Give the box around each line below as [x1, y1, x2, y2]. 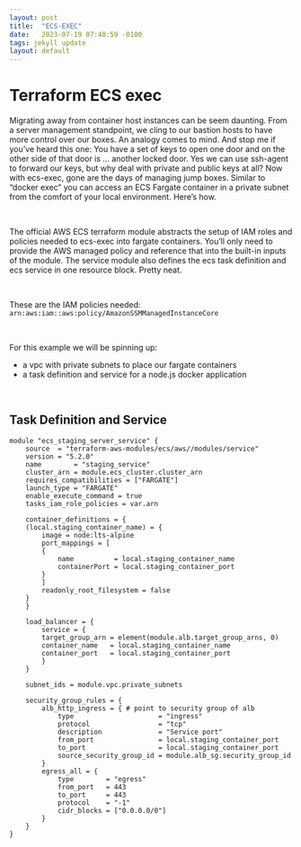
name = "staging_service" [25, 459, 151, 468]
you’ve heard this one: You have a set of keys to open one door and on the [9, 144, 286, 155]
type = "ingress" [57, 711, 203, 720]
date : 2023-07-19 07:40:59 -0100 [9, 30, 143, 39]
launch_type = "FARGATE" [25, 483, 119, 493]
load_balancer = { [25, 617, 94, 626]
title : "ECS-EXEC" [9, 22, 83, 31]
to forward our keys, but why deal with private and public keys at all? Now [9, 163, 283, 174]
